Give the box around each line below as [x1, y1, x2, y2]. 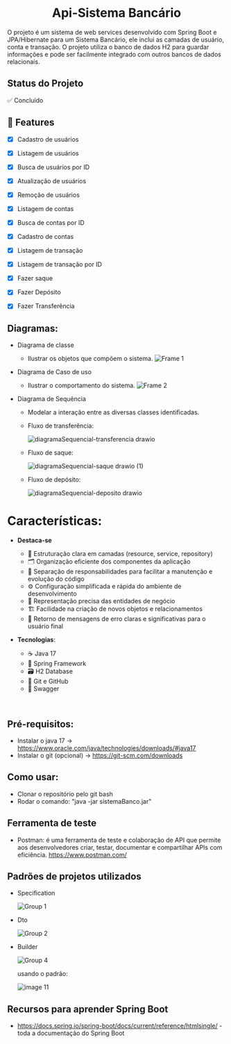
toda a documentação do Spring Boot [17, 1029, 125, 1038]
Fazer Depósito [17, 288, 61, 296]
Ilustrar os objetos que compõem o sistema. [27, 355, 153, 363]
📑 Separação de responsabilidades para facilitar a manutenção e [27, 567, 213, 576]
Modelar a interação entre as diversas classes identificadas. [27, 408, 200, 416]
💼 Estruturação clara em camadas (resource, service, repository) [27, 550, 213, 558]
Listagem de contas [17, 204, 74, 212]
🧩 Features [7, 117, 55, 128]
